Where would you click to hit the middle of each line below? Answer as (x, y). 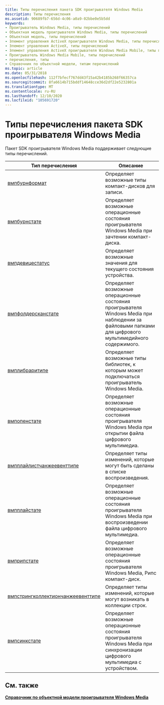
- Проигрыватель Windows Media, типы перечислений (58, 28)
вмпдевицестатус (29, 263)
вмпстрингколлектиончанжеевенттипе (54, 596)
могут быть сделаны (130, 466)
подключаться (123, 376)
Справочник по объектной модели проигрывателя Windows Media (77, 697)
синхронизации (124, 650)
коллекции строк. (126, 605)
